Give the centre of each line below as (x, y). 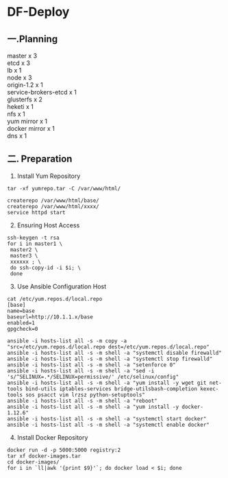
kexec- (210, 389)
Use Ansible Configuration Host (62, 286)
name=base (21, 311)
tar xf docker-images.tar (44, 456)
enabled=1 (21, 323)
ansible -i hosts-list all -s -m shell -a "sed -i (81, 370)
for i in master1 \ (35, 244)
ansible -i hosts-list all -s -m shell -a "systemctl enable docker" (109, 425)
